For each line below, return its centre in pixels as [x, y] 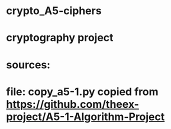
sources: [28, 64]
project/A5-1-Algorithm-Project [85, 117]
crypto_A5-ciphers [54, 11]
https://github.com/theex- [72, 104]
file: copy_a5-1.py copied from [82, 92]
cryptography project [60, 38]
